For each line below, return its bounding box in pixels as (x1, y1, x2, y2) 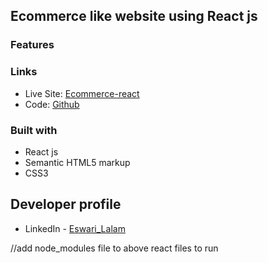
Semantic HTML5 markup (24, 156, 131, 168)
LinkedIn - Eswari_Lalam (24, 222, 126, 234)
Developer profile (10, 196, 122, 213)
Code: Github (24, 98, 80, 110)
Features (10, 38, 55, 52)
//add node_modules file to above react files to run (10, 242, 219, 254)
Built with (10, 123, 58, 137)
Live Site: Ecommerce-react (24, 87, 140, 99)
